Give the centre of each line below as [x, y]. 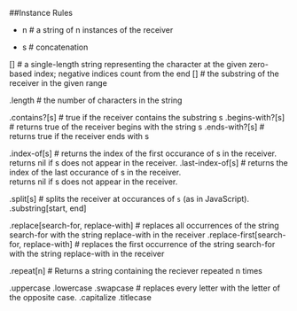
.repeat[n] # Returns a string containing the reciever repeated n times [136, 271]
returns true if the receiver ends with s [79, 136]
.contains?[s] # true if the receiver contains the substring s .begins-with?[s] [147, 117]
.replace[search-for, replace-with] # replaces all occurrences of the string [144, 225]
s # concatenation [55, 47]
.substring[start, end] [48, 208]
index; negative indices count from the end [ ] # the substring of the [156, 74]
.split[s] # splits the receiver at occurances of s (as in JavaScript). [129, 199]
